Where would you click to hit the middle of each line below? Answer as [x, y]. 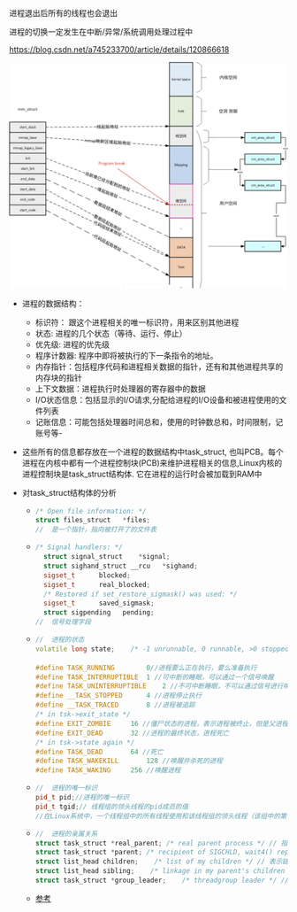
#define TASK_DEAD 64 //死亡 [99, 752]
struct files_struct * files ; [93, 521]
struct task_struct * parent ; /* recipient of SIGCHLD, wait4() [154, 853]
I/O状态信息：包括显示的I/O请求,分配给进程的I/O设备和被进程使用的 [157, 399]
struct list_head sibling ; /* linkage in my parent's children [160, 871]
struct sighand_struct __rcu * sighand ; [121, 566]
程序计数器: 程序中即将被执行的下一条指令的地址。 [126, 355]
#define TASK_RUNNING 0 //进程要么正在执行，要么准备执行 [146, 668]
